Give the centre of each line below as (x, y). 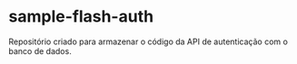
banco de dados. (40, 50)
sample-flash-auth (81, 17)
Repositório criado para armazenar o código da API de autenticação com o (148, 41)
